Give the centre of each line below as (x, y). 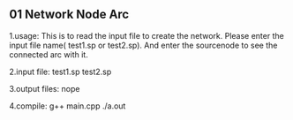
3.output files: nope (45, 88)
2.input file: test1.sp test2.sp (60, 71)
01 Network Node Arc (69, 15)
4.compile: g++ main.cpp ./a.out (68, 106)
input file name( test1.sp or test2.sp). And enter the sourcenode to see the (143, 45)
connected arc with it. (49, 54)
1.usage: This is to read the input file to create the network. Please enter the (146, 35)
